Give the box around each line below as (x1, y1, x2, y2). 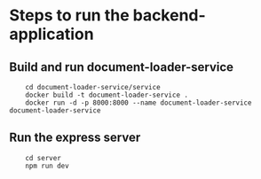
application (9, 24, 95, 44)
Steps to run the (9, 5, 130, 26)
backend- (132, 5, 206, 26)
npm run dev (25, 161, 69, 170)
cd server (25, 153, 62, 162)
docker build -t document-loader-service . (25, 90, 189, 99)
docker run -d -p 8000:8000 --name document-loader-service (25, 98, 252, 107)
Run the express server (9, 130, 141, 145)
